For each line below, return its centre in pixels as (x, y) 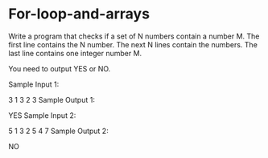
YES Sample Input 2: (42, 115)
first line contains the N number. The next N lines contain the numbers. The (133, 44)
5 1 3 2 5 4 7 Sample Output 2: (58, 131)
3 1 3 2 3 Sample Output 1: (52, 99)
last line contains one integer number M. (75, 53)
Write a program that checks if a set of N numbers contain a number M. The (134, 36)
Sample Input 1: (34, 84)
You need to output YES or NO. (60, 68)
